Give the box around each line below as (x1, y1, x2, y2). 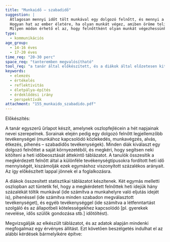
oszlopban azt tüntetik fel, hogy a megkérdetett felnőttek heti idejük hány (5, 183, 158, 190)
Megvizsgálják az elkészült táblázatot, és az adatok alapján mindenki (5, 220, 149, 226)
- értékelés (10, 78, 35, 83)
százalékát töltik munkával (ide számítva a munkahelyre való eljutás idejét (5, 189, 159, 195)
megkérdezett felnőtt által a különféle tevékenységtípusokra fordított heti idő (5, 157, 164, 164)
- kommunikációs (10, 36, 44, 41)
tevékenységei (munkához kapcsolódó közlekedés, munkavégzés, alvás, (5, 136, 157, 142)
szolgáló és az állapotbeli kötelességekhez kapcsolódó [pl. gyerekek (5, 205, 148, 211)
